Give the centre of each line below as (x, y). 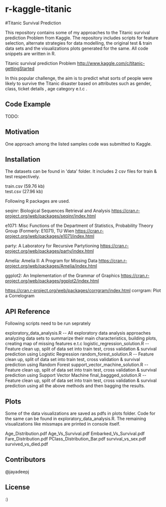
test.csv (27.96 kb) (24, 192)
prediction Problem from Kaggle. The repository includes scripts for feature (82, 38)
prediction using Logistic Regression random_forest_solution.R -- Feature (80, 354)
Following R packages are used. (38, 201)
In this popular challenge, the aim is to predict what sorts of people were (79, 78)
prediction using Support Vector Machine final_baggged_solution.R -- (76, 375)
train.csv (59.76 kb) (25, 186)
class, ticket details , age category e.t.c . (46, 88)
